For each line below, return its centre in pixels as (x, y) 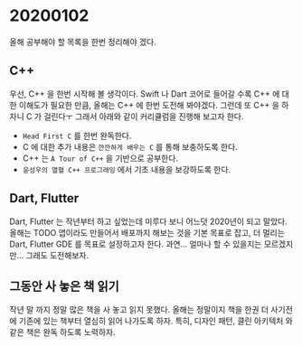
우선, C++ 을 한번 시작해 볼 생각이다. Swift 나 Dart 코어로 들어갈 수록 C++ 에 (145, 94)
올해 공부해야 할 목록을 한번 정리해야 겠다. (83, 42)
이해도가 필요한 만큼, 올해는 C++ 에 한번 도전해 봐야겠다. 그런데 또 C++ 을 (149, 105)
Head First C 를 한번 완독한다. (77, 136)
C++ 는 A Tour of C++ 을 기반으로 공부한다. (100, 158)
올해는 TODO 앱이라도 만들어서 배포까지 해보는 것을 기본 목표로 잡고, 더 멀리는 (147, 232)
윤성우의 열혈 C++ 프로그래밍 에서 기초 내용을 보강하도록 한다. (127, 169)
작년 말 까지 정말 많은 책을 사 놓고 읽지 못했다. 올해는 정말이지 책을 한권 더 (139, 310)
